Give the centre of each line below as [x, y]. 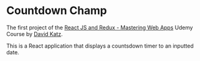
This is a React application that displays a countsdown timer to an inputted [100, 46]
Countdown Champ [57, 11]
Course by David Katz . [35, 34]
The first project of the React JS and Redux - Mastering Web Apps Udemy [100, 27]
